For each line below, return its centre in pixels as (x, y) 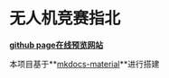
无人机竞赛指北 (65, 18)
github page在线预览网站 (56, 45)
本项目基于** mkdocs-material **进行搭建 (84, 64)
